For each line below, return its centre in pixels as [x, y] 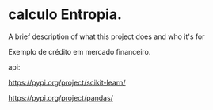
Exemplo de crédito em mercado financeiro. [80, 51]
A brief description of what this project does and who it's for [106, 36]
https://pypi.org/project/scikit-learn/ [67, 82]
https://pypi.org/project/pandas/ [61, 97]
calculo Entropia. [65, 15]
